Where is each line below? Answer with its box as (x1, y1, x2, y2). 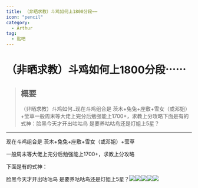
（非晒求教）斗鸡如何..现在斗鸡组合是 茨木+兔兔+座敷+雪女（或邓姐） (20, 105, 190, 112)
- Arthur (11, 25, 33, 31)
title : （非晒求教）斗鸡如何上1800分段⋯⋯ (6, 8, 98, 15)
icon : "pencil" (6, 14, 44, 20)
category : (6, 19, 31, 25)
